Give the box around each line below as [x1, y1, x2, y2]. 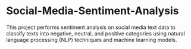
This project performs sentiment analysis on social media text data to [6, 24, 176, 31]
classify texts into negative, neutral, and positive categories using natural [6, 30, 186, 37]
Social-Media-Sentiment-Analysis [6, 4, 180, 18]
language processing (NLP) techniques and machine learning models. [6, 36, 177, 43]
